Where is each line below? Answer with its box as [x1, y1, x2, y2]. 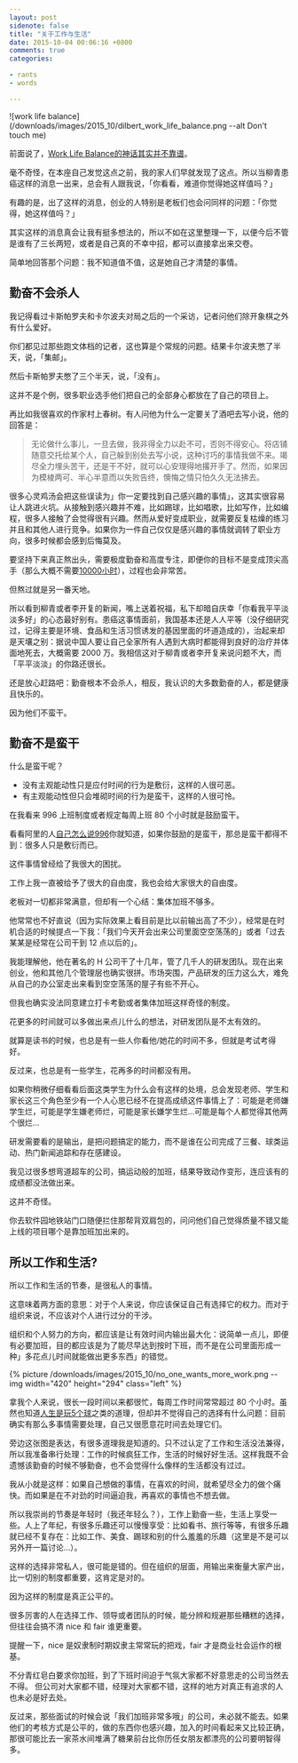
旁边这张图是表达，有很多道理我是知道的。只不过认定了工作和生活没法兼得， [9, 1438, 289, 1448]
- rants [9, 70, 38, 80]
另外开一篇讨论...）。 [9, 1543, 82, 1553]
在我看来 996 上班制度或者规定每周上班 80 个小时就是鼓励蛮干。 [9, 810, 245, 820]
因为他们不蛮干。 [9, 707, 72, 718]
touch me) [9, 130, 47, 140]
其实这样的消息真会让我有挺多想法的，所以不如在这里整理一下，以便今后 [9, 227, 273, 237]
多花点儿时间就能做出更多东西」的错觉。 [24, 1352, 173, 1362]
